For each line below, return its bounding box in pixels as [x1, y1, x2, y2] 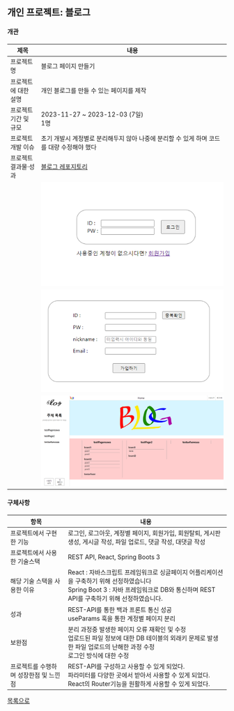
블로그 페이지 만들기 [40, 62, 95, 70]
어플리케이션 [189, 568, 224, 576]
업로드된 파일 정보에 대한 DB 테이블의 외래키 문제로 [68, 634, 206, 642]
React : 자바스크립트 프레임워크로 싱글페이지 [68, 568, 188, 576]
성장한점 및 [17, 671, 47, 680]
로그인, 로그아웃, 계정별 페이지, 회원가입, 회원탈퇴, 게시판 [68, 528, 221, 537]
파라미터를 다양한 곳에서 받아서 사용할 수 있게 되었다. [68, 671, 210, 680]
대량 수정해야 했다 [48, 143, 97, 151]
